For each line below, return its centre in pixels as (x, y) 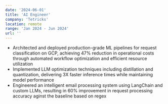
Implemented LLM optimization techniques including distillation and (83, 69)
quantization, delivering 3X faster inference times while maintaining (83, 74)
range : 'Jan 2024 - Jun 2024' (37, 29)
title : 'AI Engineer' (28, 15)
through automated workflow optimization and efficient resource (80, 58)
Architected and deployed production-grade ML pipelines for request (85, 48)
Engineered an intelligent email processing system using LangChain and (88, 85)
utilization (23, 64)
